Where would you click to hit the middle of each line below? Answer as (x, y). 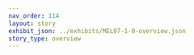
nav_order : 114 (34, 16)
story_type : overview (45, 38)
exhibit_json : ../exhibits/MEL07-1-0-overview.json (97, 31)
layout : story (32, 23)
